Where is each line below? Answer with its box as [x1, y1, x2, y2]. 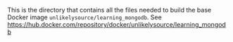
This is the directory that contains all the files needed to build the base [7, 6, 212, 14]
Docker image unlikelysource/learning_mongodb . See [7, 13, 162, 21]
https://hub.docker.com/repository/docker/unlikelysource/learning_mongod [7, 21, 227, 28]
